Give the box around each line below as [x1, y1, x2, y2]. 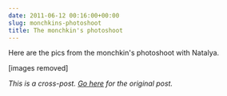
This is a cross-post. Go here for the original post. [8, 79, 173, 88]
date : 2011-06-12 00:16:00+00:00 [8, 11, 120, 20]
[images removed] [8, 63, 69, 73]
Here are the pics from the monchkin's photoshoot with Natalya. [8, 48, 220, 58]
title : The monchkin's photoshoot [8, 26, 124, 34]
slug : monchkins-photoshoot [8, 19, 102, 27]
